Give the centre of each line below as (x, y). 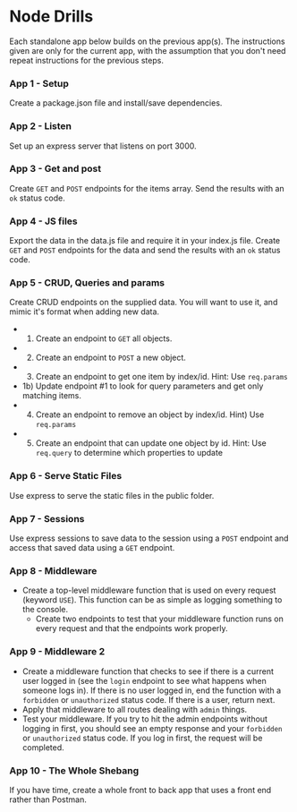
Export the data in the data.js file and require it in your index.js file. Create (144, 241)
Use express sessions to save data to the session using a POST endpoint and (149, 538)
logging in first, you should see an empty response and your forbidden (153, 728)
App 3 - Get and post (55, 169)
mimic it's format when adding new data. (84, 312)
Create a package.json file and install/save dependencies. (116, 103)
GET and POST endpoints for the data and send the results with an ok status (145, 250)
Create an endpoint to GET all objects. (104, 338)
